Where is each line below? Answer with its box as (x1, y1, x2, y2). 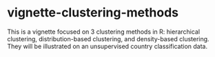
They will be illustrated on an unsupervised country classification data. (7, 42, 208, 50)
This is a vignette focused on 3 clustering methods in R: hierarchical (7, 27, 201, 36)
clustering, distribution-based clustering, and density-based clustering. (7, 34, 209, 43)
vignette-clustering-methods (7, 5, 179, 21)
